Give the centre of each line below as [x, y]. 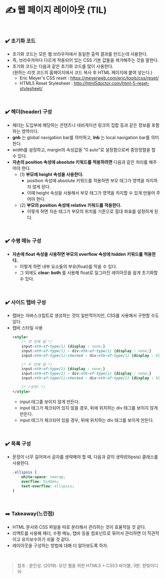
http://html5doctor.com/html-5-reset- [112, 83]
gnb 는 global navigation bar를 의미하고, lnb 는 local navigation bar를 [81, 137]
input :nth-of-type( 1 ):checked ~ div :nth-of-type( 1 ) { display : [88, 355]
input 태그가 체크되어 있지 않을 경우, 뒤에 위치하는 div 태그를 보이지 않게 [89, 408]
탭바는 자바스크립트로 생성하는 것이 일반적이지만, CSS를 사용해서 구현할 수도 [85, 315]
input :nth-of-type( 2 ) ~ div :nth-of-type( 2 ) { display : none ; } [86, 374]
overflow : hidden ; [40, 481]
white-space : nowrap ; [43, 477]
